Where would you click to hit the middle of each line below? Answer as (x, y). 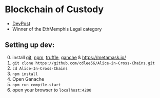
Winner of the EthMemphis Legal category (57, 29)
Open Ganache (28, 79)
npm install (25, 74)
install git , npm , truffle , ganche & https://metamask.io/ (69, 57)
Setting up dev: (30, 45)
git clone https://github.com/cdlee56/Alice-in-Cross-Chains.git (83, 63)
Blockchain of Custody (54, 9)
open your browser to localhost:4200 (52, 90)
